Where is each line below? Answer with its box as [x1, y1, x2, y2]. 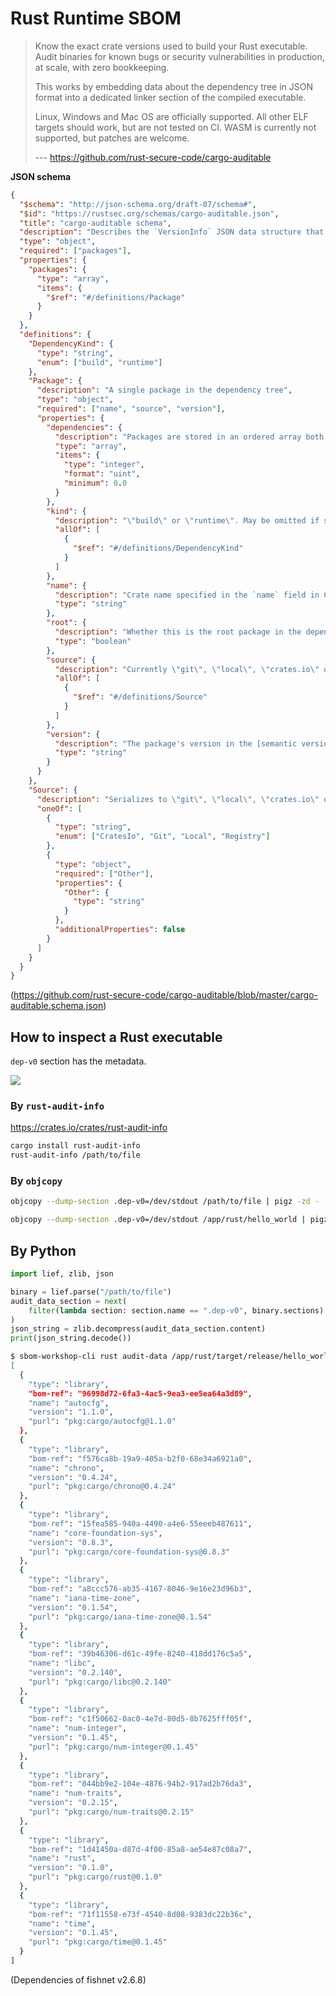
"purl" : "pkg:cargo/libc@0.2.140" [28, 1677, 172, 1687]
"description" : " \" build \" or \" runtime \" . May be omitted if [54, 515, 320, 526]
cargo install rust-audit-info [10, 1141, 141, 1151]
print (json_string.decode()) [10, 1333, 132, 1344]
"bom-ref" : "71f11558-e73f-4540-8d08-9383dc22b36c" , [28, 1909, 253, 1919]
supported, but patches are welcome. [34, 132, 190, 144]
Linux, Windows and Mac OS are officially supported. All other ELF [34, 110, 309, 122]
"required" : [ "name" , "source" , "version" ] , [36, 404, 226, 414]
